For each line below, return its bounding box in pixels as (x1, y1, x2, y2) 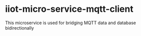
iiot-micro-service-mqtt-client (5, 3, 134, 15)
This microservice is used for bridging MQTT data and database (5, 20, 137, 26)
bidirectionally (5, 25, 34, 31)
